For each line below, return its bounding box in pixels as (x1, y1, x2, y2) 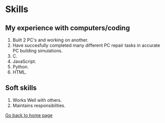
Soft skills (5, 84, 37, 92)
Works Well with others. (12, 97, 62, 103)
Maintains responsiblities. (12, 102, 65, 108)
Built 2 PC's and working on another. (12, 37, 89, 43)
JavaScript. (12, 58, 37, 64)
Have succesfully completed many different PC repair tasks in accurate (12, 42, 160, 48)
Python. (12, 64, 29, 70)
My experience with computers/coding (5, 24, 130, 32)
